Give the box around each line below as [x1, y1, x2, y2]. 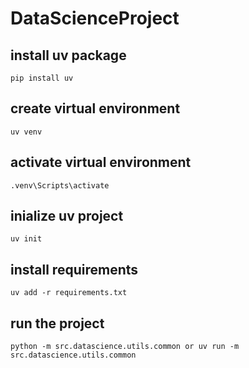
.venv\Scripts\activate [10, 180, 110, 191]
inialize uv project [10, 208, 124, 225]
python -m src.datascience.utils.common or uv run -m [10, 342, 240, 352]
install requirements [10, 261, 139, 278]
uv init [10, 234, 43, 244]
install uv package [10, 47, 127, 64]
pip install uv [10, 73, 74, 83]
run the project [10, 315, 105, 332]
